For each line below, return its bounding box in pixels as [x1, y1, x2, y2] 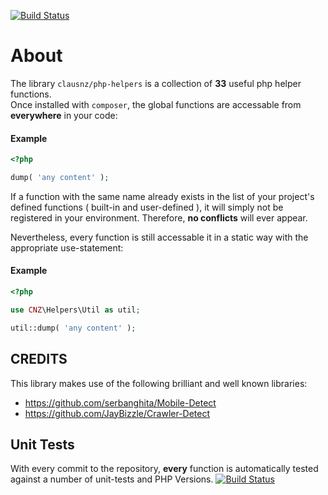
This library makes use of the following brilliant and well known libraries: [10, 377, 308, 389]
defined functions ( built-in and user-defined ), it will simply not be [10, 201, 284, 213]
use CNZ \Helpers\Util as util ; [10, 305, 141, 315]
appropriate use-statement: [10, 241, 124, 254]
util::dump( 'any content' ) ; [10, 323, 137, 333]
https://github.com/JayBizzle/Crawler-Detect [24, 407, 211, 419]
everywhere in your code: [10, 109, 118, 121]
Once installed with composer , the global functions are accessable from [10, 98, 302, 110]
